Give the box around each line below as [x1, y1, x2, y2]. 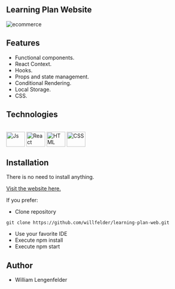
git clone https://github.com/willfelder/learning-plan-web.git [6, 220, 170, 226]
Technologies [6, 109, 59, 120]
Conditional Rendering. [14, 79, 72, 86]
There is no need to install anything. [6, 174, 94, 181]
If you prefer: [6, 197, 39, 204]
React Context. [14, 60, 52, 68]
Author [6, 260, 33, 270]
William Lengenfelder [14, 276, 67, 284]
